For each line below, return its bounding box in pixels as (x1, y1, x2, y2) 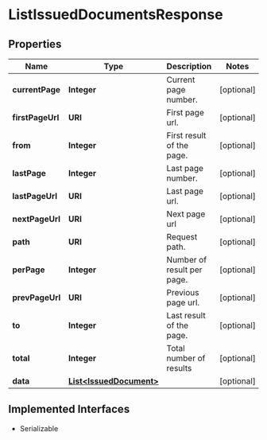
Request (166, 232, 198, 242)
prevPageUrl (12, 292, 61, 303)
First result (166, 130, 207, 141)
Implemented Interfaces (8, 403, 130, 416)
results (166, 363, 192, 373)
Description (166, 61, 212, 72)
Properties (8, 37, 62, 51)
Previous (166, 287, 199, 298)
